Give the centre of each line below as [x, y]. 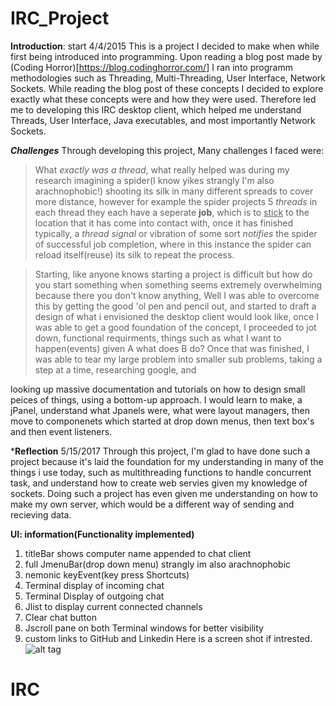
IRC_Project [60, 18]
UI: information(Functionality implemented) [102, 534]
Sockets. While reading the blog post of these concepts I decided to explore [167, 88]
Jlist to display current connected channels [113, 606]
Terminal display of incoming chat [94, 585]
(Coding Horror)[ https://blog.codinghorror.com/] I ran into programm [151, 67]
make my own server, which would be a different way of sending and [152, 504]
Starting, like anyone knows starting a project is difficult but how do [173, 274]
